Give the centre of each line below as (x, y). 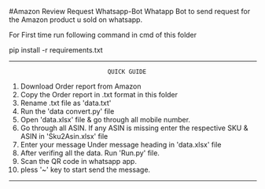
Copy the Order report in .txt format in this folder (99, 94)
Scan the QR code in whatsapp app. (78, 161)
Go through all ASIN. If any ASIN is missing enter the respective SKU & (134, 128)
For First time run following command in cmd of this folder (103, 35)
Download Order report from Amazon (81, 86)
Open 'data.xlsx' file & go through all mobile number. (105, 120)
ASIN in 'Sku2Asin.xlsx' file (64, 136)
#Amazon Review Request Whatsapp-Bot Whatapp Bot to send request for (130, 11)
